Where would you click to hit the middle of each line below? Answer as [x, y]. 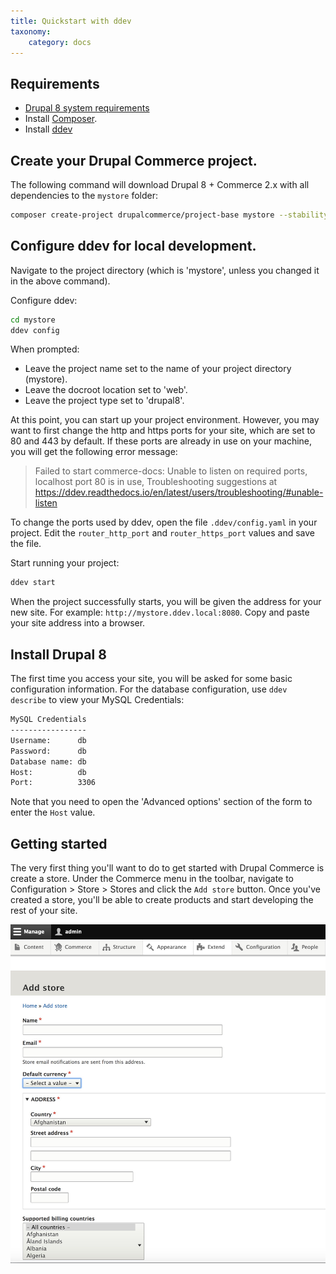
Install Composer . [61, 119]
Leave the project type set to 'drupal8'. [104, 401]
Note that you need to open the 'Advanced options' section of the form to [161, 802]
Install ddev [48, 129]
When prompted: [45, 349]
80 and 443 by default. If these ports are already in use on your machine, [161, 441]
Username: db [48, 740]
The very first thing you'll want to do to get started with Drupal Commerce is [167, 868]
